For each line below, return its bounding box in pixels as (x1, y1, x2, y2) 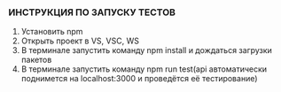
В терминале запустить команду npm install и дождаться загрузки (20, 45, 272, 56)
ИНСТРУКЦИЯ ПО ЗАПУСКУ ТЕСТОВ (8, 6, 176, 19)
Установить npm (20, 27, 83, 37)
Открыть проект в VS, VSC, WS (20, 35, 139, 46)
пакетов (20, 55, 52, 65)
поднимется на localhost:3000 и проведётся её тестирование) (20, 73, 258, 84)
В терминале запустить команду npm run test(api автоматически (20, 64, 268, 74)
